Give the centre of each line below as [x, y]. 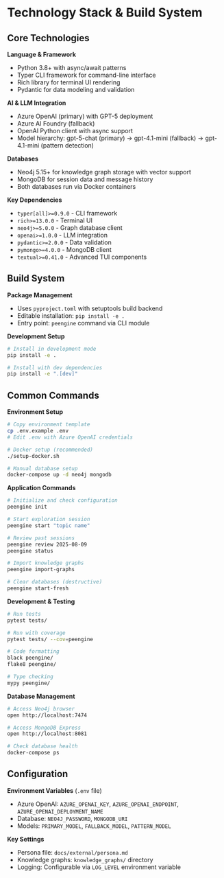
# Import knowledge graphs [46, 563]
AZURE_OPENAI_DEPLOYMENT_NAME [60, 811]
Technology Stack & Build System [105, 13]
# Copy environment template [49, 425]
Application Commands [41, 488]
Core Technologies [49, 38]
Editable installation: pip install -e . [71, 315]
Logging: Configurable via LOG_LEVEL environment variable [99, 867]
